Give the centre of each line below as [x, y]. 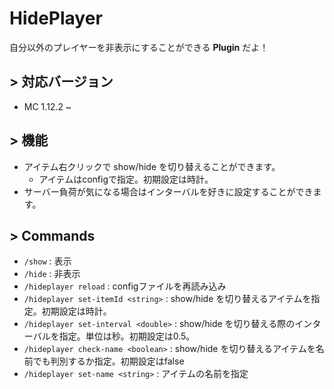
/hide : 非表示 [52, 274]
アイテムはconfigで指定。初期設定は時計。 [126, 179]
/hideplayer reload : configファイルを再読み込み [125, 286]
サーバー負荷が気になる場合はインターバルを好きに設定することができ [168, 191]
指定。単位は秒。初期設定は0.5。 [127, 336]
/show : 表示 [47, 261]
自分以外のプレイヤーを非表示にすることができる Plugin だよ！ [139, 47]
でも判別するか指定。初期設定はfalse [108, 361]
